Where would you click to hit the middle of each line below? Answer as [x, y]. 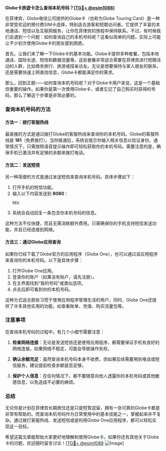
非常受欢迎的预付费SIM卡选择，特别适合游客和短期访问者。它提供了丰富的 [81, 25]
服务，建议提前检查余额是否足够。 [51, 365]
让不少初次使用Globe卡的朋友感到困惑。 [46, 43]
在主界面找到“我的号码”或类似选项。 [49, 283]
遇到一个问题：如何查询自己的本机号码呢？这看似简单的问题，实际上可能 [87, 37]
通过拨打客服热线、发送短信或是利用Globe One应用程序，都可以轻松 [83, 420]
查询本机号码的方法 [28, 109]
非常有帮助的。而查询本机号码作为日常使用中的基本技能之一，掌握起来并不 [81, 414]
